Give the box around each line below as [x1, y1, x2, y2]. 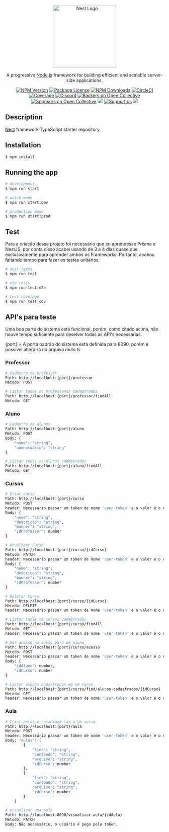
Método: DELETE [5, 603, 37, 608]
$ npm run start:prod [5, 214, 51, 219]
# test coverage [5, 294, 39, 299]
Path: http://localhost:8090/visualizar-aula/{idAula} [5, 812, 123, 817]
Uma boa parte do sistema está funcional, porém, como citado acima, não [5, 326, 158, 332]
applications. [76, 77, 103, 83]
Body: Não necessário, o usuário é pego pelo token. [5, 822, 118, 827]
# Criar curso [5, 491, 35, 496]
